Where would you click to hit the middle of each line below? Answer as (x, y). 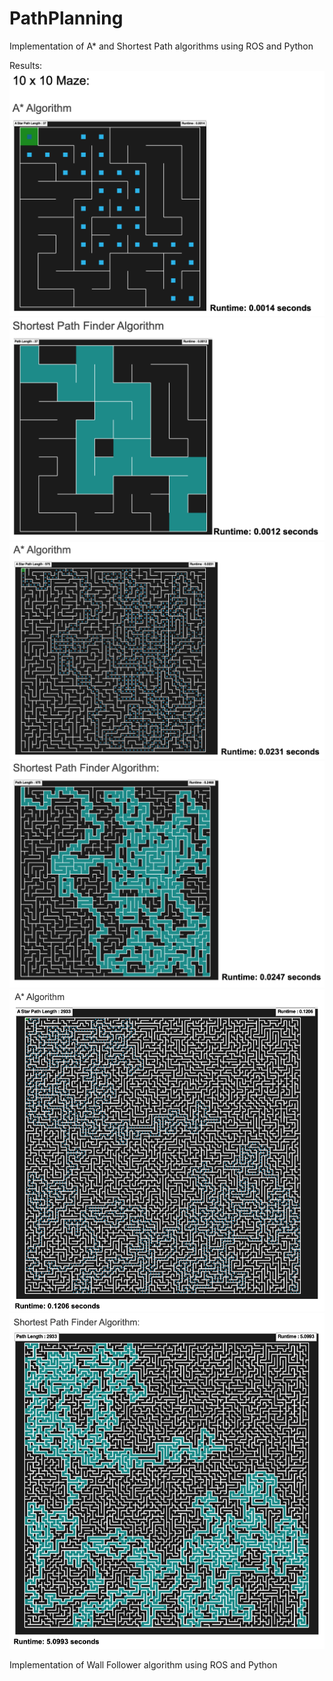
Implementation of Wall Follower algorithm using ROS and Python (143, 1664)
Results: (26, 65)
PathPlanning (66, 18)
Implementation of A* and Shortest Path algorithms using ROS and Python (161, 46)
